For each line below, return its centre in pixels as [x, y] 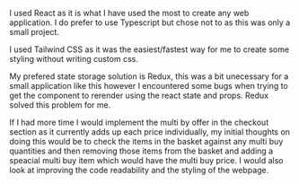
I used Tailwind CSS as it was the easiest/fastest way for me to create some [149, 49]
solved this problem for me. [60, 105]
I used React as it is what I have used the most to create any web [129, 13]
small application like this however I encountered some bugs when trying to [149, 86]
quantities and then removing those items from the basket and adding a [141, 151]
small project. [35, 32]
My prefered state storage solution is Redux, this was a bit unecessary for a [149, 76]
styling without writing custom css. [74, 59]
